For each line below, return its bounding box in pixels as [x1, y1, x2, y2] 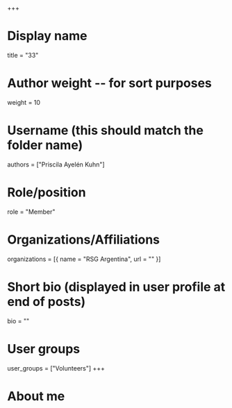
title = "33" [7, 51, 39, 59]
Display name [7, 28, 88, 44]
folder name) [7, 137, 83, 153]
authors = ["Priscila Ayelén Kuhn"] [7, 160, 106, 169]
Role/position [7, 185, 86, 200]
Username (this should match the [7, 123, 204, 139]
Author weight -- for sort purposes [7, 76, 212, 91]
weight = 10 [7, 98, 40, 106]
